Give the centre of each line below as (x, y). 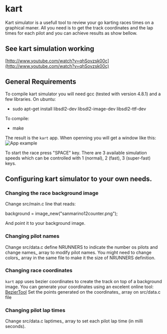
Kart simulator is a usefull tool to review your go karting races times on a (80, 22)
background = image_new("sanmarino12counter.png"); (62, 214)
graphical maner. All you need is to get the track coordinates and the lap (79, 27)
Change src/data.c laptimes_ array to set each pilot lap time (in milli (74, 321)
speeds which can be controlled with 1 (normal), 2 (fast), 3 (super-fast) (78, 158)
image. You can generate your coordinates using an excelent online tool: (79, 287)
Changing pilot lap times (35, 310)
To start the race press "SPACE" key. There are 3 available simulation (76, 153)
